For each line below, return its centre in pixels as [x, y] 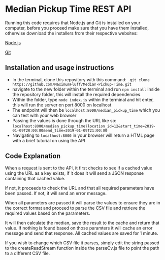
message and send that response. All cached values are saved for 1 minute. [82, 233]
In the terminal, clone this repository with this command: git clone [81, 79]
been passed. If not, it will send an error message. [56, 193]
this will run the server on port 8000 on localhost [62, 105]
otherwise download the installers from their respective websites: [71, 33]
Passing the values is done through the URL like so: [64, 120]
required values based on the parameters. [48, 213]
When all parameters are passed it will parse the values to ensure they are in [83, 202]
